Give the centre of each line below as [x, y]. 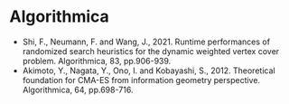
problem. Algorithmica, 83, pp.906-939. [97, 61]
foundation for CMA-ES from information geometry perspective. [141, 80]
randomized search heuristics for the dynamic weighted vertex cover [151, 51]
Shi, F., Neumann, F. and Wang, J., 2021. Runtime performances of [146, 42]
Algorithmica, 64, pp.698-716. [78, 90]
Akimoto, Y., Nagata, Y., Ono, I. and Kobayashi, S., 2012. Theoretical [149, 71]
